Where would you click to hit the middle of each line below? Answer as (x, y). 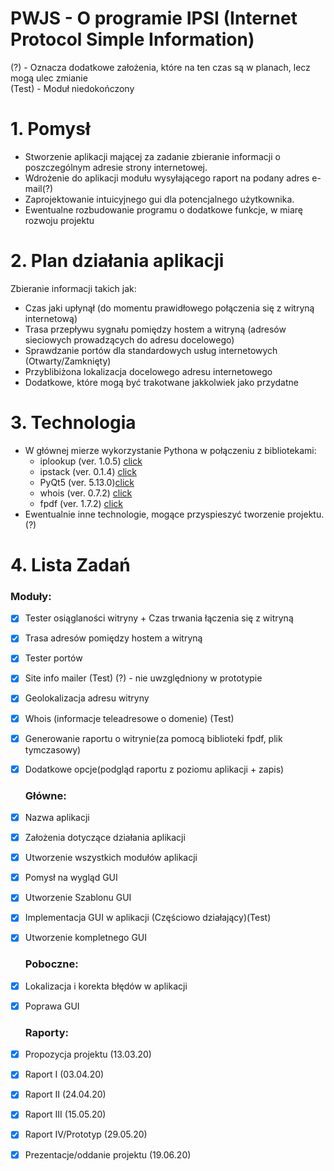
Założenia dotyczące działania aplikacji (105, 838)
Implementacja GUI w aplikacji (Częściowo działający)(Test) (148, 918)
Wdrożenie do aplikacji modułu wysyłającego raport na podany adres (167, 178)
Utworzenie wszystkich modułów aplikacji (111, 858)
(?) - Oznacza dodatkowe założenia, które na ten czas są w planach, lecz (160, 67)
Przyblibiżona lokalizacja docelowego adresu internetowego (148, 371)
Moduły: (31, 596)
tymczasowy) (53, 749)
